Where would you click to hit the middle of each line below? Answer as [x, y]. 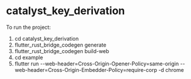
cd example [29, 57]
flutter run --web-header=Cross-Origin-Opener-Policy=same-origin [97, 64]
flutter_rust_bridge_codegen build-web [62, 51]
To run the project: [29, 27]
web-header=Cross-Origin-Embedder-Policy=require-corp [86, 70]
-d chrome [171, 70]
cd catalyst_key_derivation [47, 38]
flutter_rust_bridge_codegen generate [61, 45]
